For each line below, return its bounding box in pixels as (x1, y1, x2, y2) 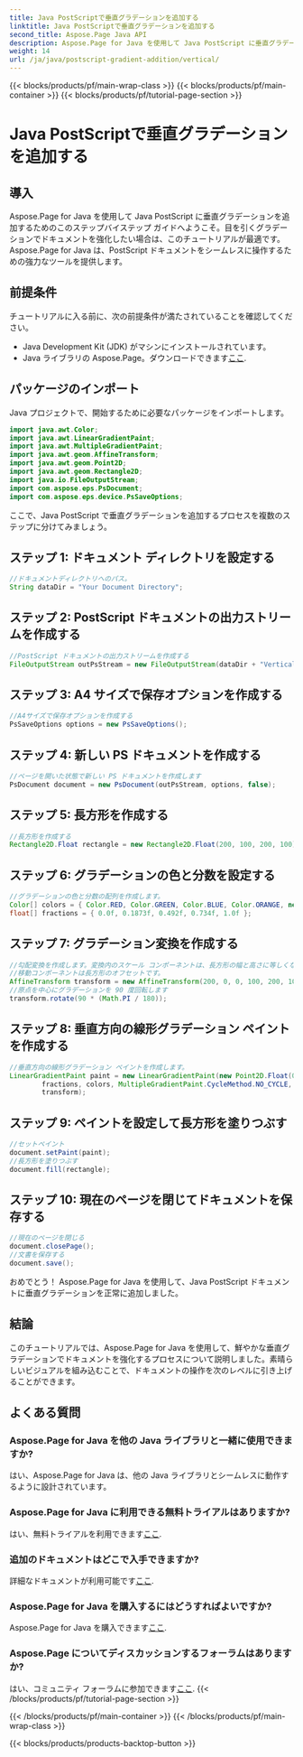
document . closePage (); (9, 1242, 95, 1251)
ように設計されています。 (16, 1482, 112, 1492)
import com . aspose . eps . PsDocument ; (9, 484, 143, 493)
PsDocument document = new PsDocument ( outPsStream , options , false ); (9, 780, 277, 789)
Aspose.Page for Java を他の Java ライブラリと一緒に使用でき (9, 1435, 284, 1446)
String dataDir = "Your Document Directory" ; (9, 583, 183, 592)
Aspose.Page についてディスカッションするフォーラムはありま (9, 1647, 282, 1659)
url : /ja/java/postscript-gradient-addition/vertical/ (9, 55, 220, 64)
